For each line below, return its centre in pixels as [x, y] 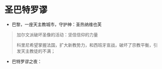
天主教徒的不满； [38, 51]
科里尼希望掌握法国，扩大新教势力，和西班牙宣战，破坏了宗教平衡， [85, 45]
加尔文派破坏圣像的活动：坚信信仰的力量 [57, 34]
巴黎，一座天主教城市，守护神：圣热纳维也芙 [57, 24]
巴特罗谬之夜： [27, 61]
